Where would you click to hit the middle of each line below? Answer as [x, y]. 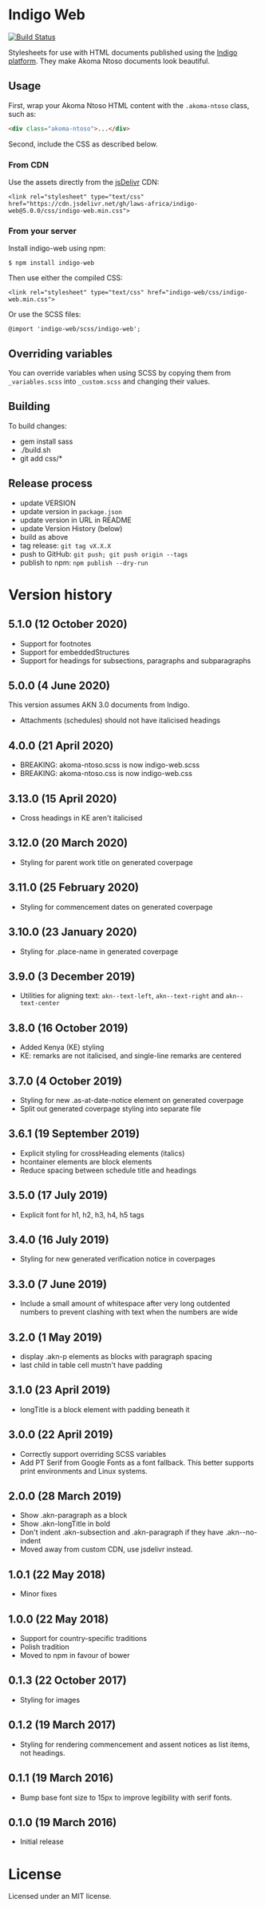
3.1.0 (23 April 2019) [59, 1390]
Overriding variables [61, 354]
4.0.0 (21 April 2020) [61, 745]
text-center [40, 1004]
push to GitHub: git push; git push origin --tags [104, 553]
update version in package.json [71, 511]
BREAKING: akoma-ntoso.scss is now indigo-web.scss [110, 765]
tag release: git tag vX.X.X [65, 545]
